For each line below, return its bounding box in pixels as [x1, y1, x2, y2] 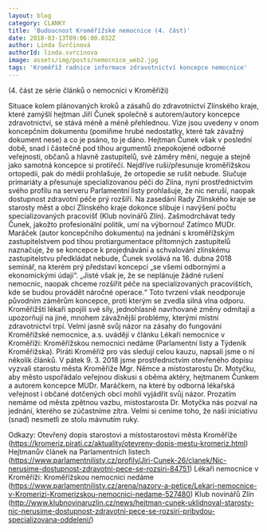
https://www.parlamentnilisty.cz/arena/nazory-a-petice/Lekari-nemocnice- [10, 480, 257, 491]
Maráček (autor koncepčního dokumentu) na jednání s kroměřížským [8, 228, 235, 238]
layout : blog [8, 11, 52, 20]
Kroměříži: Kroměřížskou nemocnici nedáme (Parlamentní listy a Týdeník [8, 338, 247, 348]
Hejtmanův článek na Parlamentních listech [8, 447, 151, 456]
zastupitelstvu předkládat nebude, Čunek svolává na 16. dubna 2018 [8, 253, 233, 263]
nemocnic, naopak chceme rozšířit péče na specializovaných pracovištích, [8, 278, 253, 288]
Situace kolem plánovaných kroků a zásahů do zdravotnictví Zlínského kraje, [8, 100, 259, 110]
